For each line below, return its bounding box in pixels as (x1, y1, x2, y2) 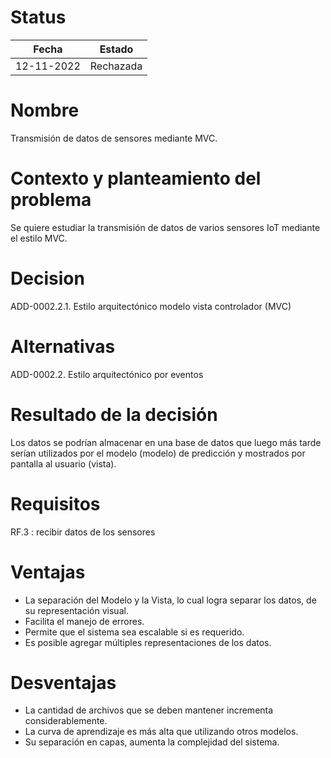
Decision (10, 267, 85, 290)
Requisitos (10, 492, 101, 515)
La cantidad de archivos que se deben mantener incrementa (24, 704, 274, 716)
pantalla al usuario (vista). (10, 457, 117, 470)
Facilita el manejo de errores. (24, 615, 145, 627)
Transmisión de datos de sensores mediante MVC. (10, 132, 218, 144)
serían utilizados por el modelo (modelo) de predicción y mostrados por (10, 447, 306, 459)
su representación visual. (24, 604, 129, 616)
